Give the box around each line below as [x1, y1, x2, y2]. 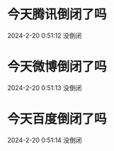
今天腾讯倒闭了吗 [7, 6, 108, 23]
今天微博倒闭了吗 [7, 59, 108, 75]
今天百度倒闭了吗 [7, 111, 108, 128]
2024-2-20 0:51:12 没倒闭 [7, 31, 82, 40]
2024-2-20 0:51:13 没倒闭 [7, 83, 82, 92]
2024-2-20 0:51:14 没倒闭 [7, 135, 83, 144]
